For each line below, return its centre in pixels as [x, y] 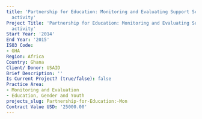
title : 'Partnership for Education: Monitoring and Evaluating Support [98, 12]
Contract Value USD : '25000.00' [47, 107]
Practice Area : [25, 85]
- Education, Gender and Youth [45, 96]
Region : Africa [25, 56]
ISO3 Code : [20, 46]
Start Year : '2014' [31, 34]
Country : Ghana [25, 62]
